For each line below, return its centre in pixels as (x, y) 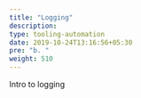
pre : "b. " (29, 51)
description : (33, 26)
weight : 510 (31, 59)
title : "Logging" (41, 17)
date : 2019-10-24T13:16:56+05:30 (71, 42)
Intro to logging (37, 84)
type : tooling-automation (57, 34)
